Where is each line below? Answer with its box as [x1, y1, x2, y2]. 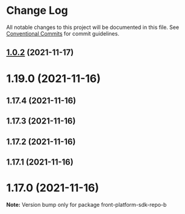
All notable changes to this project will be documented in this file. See [6, 24, 180, 31]
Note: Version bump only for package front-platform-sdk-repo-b [6, 201, 167, 209]
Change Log [6, 4, 68, 17]
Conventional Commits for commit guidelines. [6, 30, 119, 37]
